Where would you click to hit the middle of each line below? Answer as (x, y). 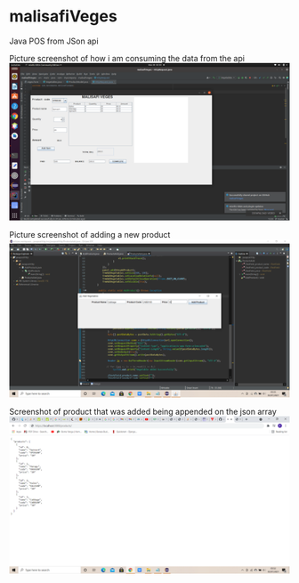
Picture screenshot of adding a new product (90, 235)
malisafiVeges (63, 16)
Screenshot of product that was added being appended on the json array (143, 411)
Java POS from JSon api (54, 41)
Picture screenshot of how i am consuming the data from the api (127, 58)
